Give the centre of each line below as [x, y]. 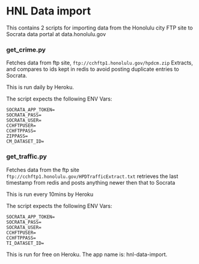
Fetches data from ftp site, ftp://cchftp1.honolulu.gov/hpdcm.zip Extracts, [100, 63]
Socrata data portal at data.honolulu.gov [56, 34]
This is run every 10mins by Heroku [50, 194]
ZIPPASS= [17, 137]
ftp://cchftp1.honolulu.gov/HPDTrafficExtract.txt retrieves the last [92, 176]
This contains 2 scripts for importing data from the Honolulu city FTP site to [100, 28]
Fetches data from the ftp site [43, 170]
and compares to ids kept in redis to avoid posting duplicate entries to [93, 69]
